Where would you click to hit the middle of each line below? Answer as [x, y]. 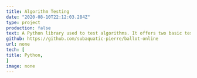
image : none [21, 66]
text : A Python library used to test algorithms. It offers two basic [94, 33]
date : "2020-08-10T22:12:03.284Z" [48, 17]
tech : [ [16, 50]
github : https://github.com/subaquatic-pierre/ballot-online [82, 39]
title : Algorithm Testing [38, 11]
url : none [18, 45]
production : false [28, 28]
